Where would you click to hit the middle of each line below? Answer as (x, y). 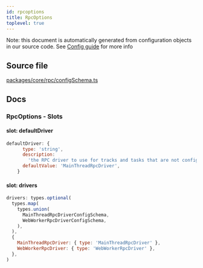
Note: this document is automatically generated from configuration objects (99, 40)
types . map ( (25, 204)
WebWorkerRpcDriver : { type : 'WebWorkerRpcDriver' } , (86, 249)
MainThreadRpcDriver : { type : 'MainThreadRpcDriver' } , (89, 243)
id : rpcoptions (25, 12)
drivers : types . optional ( (39, 198)
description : (39, 155)
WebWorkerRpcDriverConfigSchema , (64, 220)
